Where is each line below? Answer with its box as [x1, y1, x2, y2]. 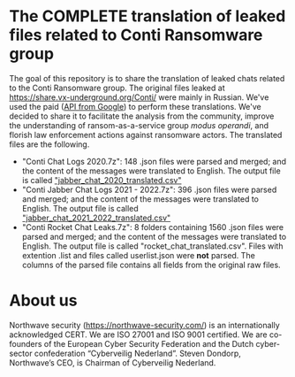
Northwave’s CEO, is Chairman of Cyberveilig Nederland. [9, 357, 216, 368]
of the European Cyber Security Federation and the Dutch [43, 338, 254, 349]
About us [9, 290, 78, 311]
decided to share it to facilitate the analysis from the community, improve [9, 111, 275, 121]
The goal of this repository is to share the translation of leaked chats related [9, 73, 285, 83]
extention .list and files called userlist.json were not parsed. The [21, 250, 256, 260]
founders [9, 338, 42, 349]
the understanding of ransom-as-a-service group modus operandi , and [9, 119, 269, 130]
